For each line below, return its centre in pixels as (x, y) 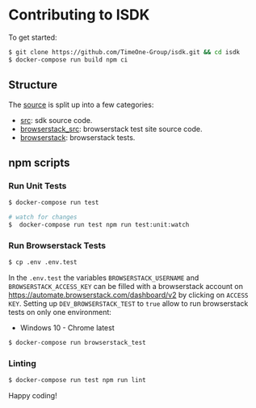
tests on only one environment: (60, 312)
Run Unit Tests (38, 185)
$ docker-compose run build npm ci (68, 59)
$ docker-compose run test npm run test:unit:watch (99, 224)
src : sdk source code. (56, 120)
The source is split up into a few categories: (81, 104)
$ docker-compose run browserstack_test (78, 342)
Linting (22, 363)
